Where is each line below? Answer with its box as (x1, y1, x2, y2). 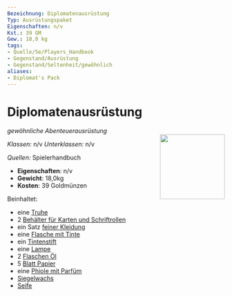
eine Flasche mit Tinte (17, 230, 81, 239)
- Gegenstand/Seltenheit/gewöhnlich (7, 61, 113, 68)
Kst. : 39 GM (7, 29, 41, 37)
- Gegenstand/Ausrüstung (7, 55, 79, 62)
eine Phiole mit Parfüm (17, 267, 82, 275)
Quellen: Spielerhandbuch (7, 153, 81, 162)
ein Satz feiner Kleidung (17, 223, 86, 231)
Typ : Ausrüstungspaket (7, 17, 72, 23)
